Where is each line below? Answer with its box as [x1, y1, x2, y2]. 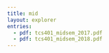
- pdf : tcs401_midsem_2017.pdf [13, 29, 103, 36]
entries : [7, 23, 32, 30]
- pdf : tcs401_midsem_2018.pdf [13, 36, 103, 43]
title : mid [7, 10, 38, 17]
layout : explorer [7, 17, 57, 23]
